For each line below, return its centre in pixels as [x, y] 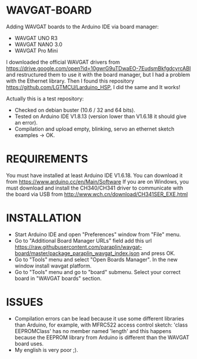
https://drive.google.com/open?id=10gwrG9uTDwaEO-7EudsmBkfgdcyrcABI [98, 68]
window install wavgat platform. [53, 266]
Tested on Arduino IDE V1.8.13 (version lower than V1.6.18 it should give [101, 116]
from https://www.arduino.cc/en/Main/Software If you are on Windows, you [98, 181]
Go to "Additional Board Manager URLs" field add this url [83, 240]
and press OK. [158, 253]
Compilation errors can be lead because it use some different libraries [99, 318]
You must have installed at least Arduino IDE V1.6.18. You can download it [94, 175]
